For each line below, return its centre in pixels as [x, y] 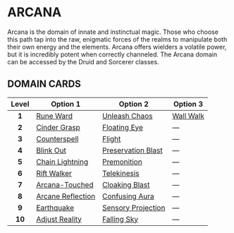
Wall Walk [188, 116]
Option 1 [66, 104]
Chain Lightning [62, 162]
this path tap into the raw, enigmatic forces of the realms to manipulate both [117, 39]
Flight [111, 138]
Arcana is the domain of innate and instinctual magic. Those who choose [113, 32]
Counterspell [57, 138]
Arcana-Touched [65, 184]
